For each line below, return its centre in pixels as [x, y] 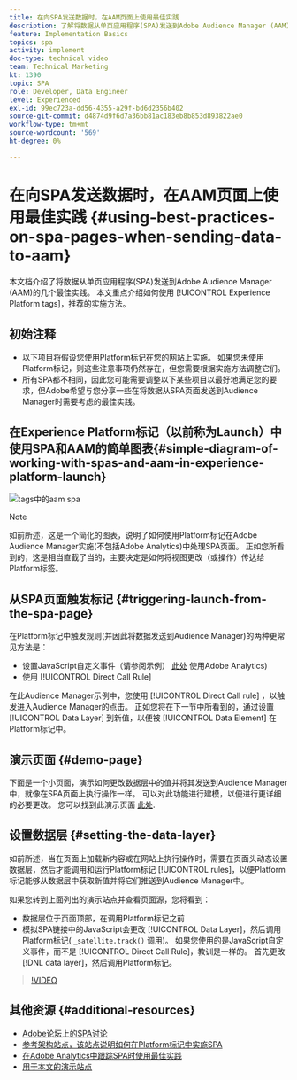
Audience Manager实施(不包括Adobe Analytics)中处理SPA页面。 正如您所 [143, 547]
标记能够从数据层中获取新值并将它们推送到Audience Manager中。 [129, 880]
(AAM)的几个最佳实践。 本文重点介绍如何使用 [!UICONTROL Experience [140, 292]
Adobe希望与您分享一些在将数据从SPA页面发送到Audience [152, 390]
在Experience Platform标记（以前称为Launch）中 [146, 432]
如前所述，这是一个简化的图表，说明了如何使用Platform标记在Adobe [133, 535]
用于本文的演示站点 [57, 1066]
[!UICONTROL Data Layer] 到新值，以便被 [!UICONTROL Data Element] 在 [143, 718]
